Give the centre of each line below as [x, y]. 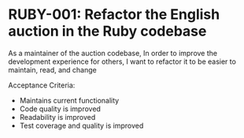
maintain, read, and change [52, 69]
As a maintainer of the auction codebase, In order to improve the [113, 53]
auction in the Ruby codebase [107, 31]
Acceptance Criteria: [42, 85]
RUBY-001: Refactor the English [114, 15]
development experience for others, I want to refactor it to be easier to [122, 62]
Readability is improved [57, 117]
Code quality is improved [60, 109]
